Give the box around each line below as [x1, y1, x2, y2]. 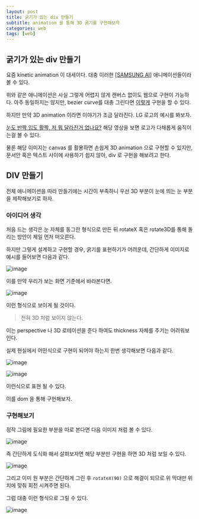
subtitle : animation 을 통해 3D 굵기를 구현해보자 [6, 20, 120, 26]
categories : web [6, 25, 46, 32]
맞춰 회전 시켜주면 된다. [17, 482, 71, 489]
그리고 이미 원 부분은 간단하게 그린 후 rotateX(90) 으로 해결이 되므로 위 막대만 [6, 474, 187, 482]
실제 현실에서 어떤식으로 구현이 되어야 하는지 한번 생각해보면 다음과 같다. [6, 347, 174, 354]
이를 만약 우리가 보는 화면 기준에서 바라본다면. [6, 278, 113, 285]
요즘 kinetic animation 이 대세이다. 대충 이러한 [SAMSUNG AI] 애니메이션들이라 [6, 71, 192, 78]
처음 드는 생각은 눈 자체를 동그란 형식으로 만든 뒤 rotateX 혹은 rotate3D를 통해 [6, 226, 187, 233]
